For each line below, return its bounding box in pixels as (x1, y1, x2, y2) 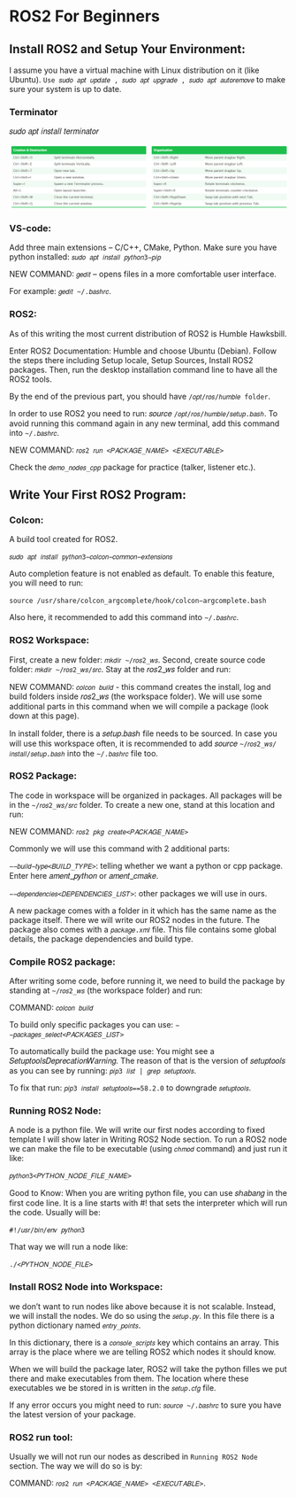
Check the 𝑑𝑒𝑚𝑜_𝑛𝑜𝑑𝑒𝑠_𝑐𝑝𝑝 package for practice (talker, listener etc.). (9, 462, 256, 472)
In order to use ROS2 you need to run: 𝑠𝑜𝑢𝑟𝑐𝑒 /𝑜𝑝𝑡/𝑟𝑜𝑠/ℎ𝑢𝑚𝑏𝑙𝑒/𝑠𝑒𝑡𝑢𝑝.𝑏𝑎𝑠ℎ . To (9, 407, 278, 418)
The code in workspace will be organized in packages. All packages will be (9, 790, 283, 801)
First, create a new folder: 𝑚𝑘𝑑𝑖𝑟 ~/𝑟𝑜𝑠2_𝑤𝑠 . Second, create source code (9, 654, 266, 665)
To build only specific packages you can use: (9, 1020, 174, 1030)
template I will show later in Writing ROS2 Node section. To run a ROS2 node (9, 1134, 287, 1144)
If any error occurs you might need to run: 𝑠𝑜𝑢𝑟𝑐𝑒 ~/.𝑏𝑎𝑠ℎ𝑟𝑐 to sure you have (9, 1400, 282, 1410)
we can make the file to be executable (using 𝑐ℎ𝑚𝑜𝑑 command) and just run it (9, 1144, 288, 1154)
